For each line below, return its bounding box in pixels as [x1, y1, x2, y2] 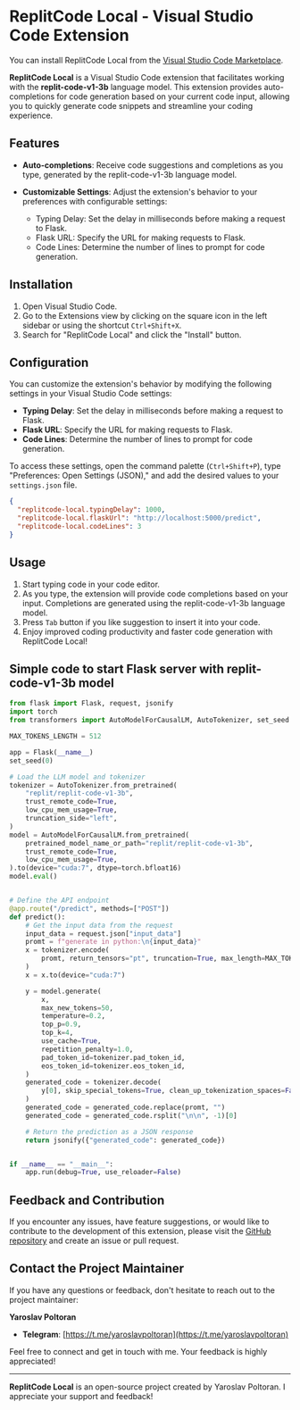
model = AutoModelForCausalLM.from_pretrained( [9, 830, 190, 839]
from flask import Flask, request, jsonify [9, 699, 174, 708]
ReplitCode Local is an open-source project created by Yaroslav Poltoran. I [9, 1381, 286, 1392]
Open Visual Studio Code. [21, 301, 118, 312]
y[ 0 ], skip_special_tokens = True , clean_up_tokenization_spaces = [41, 1087, 286, 1096]
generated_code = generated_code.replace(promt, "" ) [25, 1103, 226, 1112]
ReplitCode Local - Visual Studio [9, 6, 254, 27]
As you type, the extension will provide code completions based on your [21, 588, 288, 599]
